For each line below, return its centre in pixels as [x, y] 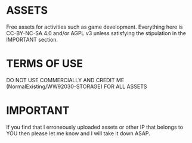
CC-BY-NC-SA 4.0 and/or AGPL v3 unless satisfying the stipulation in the [96, 33]
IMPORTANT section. [32, 39]
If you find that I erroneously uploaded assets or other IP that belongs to [95, 127]
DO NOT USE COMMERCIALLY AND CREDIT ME [65, 80]
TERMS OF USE [45, 64]
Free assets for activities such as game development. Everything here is [95, 27]
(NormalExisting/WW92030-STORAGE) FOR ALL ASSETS [77, 86]
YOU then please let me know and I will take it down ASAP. [78, 133]
